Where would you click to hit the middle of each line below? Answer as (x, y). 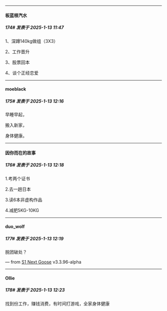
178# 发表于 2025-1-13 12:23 (35, 290)
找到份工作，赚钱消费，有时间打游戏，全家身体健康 (57, 304)
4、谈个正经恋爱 (22, 73)
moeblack (16, 89)
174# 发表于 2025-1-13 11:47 (35, 27)
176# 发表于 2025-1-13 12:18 (35, 165)
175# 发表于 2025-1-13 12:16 (35, 101)
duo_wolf (15, 226)
